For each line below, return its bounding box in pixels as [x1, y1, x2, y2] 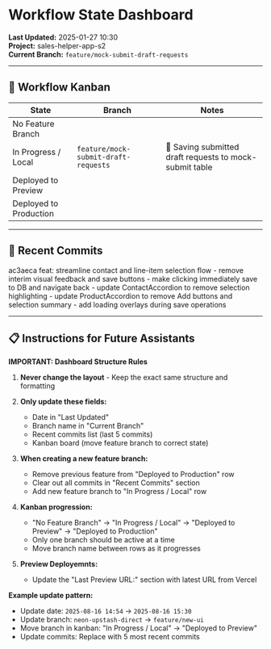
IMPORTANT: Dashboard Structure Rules [8, 357, 148, 366]
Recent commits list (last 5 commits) [31, 429, 153, 439]
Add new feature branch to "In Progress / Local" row [31, 487, 207, 496]
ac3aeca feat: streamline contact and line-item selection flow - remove [8, 265, 244, 275]
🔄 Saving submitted [165, 141, 240, 153]
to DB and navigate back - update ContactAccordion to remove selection [8, 283, 250, 292]
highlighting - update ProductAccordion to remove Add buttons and [8, 291, 232, 300]
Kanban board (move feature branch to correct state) [31, 438, 209, 448]
